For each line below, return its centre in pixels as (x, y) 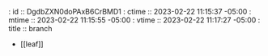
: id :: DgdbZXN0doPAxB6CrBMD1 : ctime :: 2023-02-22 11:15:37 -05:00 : (130, 12)
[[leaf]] (32, 44)
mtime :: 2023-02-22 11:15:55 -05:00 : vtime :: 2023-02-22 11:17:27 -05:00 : (134, 20)
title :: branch (30, 28)
